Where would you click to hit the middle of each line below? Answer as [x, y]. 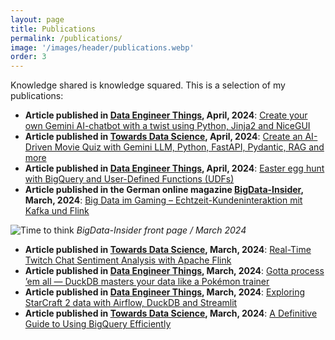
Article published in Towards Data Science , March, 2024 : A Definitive [171, 313]
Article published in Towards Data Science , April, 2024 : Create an [163, 137]
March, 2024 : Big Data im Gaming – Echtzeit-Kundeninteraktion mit [163, 200]
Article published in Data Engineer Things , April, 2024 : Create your [166, 115]
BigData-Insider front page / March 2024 [161, 230]
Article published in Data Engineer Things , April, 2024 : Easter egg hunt [174, 168]
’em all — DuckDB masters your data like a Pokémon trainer [147, 282]
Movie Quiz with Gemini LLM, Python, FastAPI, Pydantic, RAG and [189, 147]
